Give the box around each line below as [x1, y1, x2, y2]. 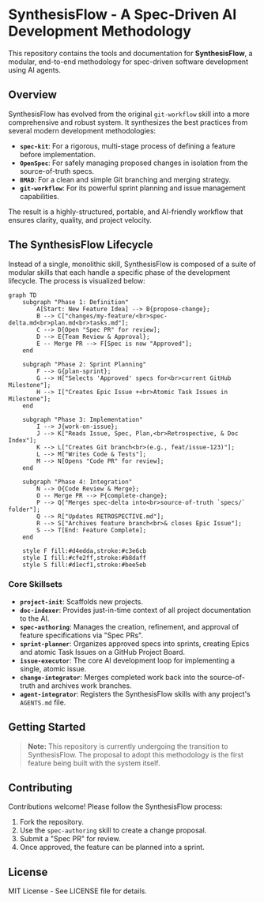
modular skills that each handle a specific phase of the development [8, 267, 231, 277]
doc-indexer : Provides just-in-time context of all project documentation [19, 605, 251, 614]
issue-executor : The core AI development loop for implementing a [19, 656, 236, 665]
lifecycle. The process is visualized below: [8, 276, 146, 285]
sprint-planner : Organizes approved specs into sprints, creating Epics [19, 638, 250, 648]
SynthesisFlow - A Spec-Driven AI [8, 6, 237, 24]
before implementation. [19, 149, 96, 159]
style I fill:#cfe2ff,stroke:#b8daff [22, 554, 147, 562]
